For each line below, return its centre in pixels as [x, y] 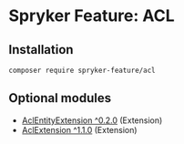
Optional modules [60, 98]
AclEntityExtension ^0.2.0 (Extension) [92, 120]
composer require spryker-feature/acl [82, 70]
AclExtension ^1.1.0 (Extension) [79, 129]
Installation [41, 50]
